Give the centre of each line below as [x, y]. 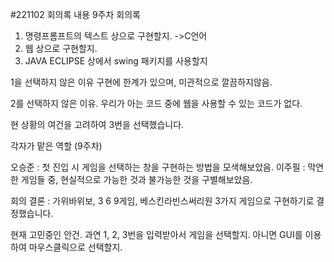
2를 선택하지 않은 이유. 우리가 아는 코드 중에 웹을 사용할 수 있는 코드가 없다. [156, 103]
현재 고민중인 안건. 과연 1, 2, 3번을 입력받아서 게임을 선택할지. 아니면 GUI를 [156, 234]
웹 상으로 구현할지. [61, 48]
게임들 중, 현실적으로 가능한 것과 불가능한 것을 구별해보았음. [136, 179]
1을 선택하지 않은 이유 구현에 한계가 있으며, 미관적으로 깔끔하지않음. [141, 82]
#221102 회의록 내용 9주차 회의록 [75, 14]
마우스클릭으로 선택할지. [75, 247]
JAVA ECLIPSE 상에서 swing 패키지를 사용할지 [116, 61]
